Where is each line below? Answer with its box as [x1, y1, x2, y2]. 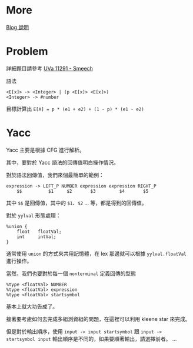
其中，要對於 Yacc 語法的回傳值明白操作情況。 [6, 159, 119, 166]
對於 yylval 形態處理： [6, 212, 61, 219]
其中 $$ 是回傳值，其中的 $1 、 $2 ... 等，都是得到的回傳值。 [6, 199, 147, 206]
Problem [6, 45, 48, 58]
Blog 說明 [6, 24, 29, 31]
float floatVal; [16, 229, 62, 235]
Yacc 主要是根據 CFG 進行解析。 [6, 146, 85, 153]
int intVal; [16, 233, 57, 240]
